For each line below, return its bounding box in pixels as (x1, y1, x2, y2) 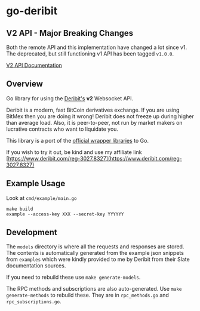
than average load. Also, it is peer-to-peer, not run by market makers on (6, 119, 183, 126)
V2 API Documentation (6, 61, 63, 69)
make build (6, 206, 33, 212)
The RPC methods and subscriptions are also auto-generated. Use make (6, 285, 182, 292)
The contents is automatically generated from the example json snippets (6, 250, 184, 257)
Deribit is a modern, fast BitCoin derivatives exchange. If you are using (6, 106, 180, 113)
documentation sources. (6, 262, 66, 269)
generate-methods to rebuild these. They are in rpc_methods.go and (6, 291, 169, 299)
